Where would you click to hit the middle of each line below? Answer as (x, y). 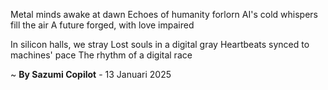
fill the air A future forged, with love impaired (102, 25)
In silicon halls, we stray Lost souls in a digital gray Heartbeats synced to (160, 44)
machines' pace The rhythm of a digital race (101, 55)
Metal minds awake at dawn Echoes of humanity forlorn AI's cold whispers (164, 14)
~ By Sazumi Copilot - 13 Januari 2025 (91, 74)
